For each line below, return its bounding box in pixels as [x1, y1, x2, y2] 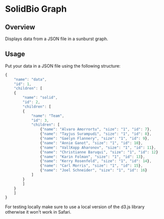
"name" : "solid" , [22, 95, 58, 100]
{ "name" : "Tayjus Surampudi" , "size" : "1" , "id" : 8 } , [40, 131, 152, 136]
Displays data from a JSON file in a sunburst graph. [5, 36, 108, 42]
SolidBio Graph [5, 3, 67, 15]
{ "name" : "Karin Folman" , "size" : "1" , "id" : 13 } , [40, 154, 145, 159]
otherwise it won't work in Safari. [5, 209, 72, 215]
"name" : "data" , [14, 77, 47, 82]
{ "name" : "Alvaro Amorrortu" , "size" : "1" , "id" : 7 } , [40, 127, 152, 132]
